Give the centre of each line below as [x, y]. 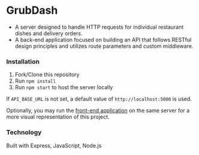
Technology [24, 132]
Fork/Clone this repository [47, 75]
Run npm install [35, 81]
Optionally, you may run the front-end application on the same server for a [98, 111]
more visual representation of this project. [58, 117]
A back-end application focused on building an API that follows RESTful [103, 39]
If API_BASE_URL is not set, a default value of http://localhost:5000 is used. [99, 99]
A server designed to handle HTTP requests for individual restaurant [99, 27]
